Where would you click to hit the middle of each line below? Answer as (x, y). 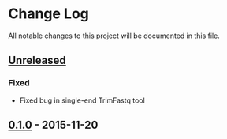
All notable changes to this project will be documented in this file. (114, 36)
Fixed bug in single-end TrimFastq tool (82, 100)
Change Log (48, 14)
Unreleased (37, 60)
